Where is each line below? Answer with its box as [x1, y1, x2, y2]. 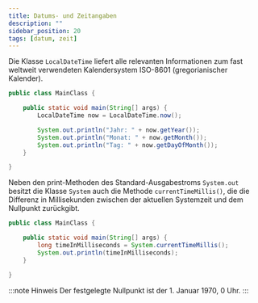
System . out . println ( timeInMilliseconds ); [37, 248, 179, 257]
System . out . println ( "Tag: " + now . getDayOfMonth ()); [37, 141, 218, 149]
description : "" [8, 19, 63, 27]
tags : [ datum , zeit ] [8, 34, 78, 43]
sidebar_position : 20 [8, 27, 81, 35]
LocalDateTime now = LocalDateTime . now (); [37, 112, 182, 120]
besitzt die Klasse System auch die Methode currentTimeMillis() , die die [8, 187, 250, 196]
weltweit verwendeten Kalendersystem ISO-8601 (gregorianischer [8, 65, 228, 75]
